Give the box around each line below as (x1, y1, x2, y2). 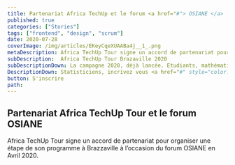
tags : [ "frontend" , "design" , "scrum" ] (7, 29, 124, 37)
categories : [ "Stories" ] (7, 23, 80, 30)
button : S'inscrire (7, 74, 64, 82)
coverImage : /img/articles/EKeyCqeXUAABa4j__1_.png (7, 42, 161, 49)
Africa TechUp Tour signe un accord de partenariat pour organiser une (7, 136, 211, 145)
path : (7, 81, 23, 88)
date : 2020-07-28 (7, 36, 58, 43)
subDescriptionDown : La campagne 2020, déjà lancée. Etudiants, (7, 62, 199, 69)
